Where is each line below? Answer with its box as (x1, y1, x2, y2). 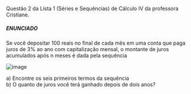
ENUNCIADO (6, 25, 38, 32)
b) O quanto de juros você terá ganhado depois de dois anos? (6, 80, 156, 88)
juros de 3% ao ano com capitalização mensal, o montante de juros (6, 45, 169, 52)
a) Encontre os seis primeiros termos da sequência (6, 75, 129, 82)
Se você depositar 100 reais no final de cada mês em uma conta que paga (6, 39, 186, 46)
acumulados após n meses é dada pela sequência (6, 52, 128, 59)
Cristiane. (6, 11, 29, 18)
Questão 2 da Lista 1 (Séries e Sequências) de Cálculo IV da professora (6, 5, 179, 12)
